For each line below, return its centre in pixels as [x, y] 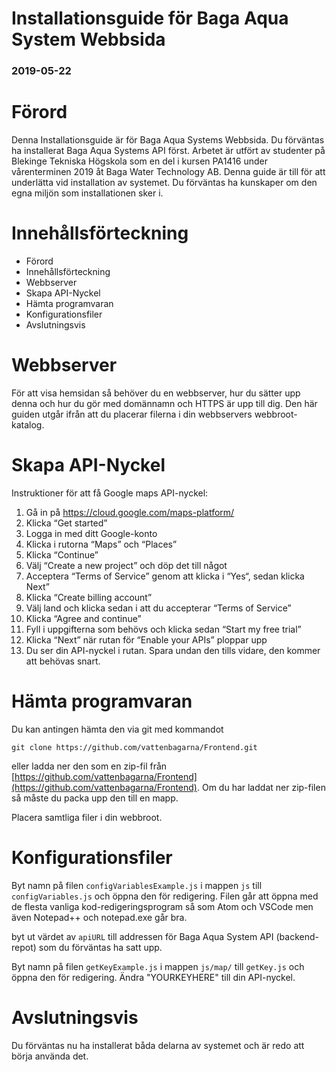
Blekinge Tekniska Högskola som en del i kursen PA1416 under [139, 161]
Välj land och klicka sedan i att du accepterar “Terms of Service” [158, 608]
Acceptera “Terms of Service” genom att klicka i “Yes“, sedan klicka [165, 576]
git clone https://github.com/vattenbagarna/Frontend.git [134, 747]
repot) [24, 947]
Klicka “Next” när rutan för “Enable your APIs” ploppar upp [146, 639]
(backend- [297, 936]
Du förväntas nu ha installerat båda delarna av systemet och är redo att [158, 1045]
